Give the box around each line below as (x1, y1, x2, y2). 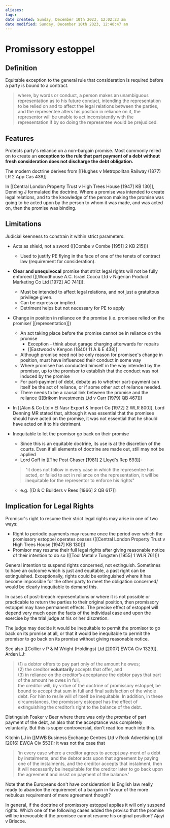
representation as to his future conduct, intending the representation (17, 98, 161, 104)
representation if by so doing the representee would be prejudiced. (17, 119, 158, 125)
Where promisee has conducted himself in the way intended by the (20, 362, 161, 368)
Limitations (5, 219, 42, 229)
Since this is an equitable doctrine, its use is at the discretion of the (20, 440, 161, 447)
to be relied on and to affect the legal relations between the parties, (17, 103, 159, 109)
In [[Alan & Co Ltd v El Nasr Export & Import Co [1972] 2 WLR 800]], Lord (12, 404, 165, 410)
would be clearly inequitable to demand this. (5, 584, 98, 590)
